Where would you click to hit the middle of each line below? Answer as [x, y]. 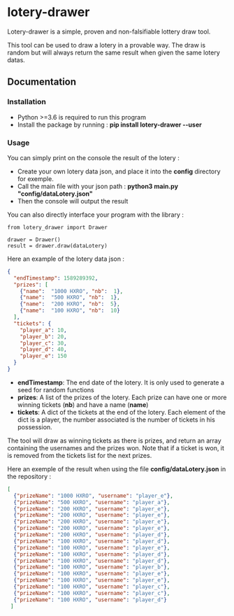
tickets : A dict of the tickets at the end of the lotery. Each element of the [121, 412]
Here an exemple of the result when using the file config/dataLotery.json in [117, 468]
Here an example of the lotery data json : [66, 259]
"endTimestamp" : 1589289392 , [56, 278]
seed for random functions [56, 389]
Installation [27, 102]
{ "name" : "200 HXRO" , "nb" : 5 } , [70, 304]
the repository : [29, 476]
